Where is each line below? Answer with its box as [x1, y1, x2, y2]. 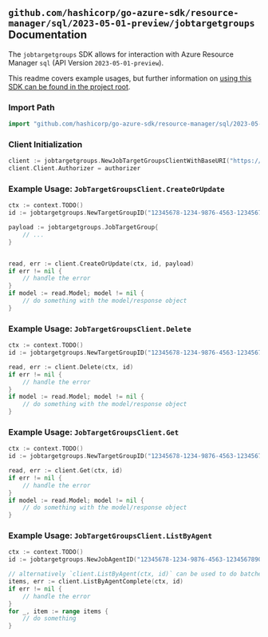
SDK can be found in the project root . [8, 82, 131, 91]
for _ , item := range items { [8, 607, 109, 615]
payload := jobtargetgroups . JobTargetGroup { [8, 224, 159, 232]
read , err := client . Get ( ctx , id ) [8, 467, 124, 475]
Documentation [8, 28, 88, 42]
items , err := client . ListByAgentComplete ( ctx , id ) [8, 578, 183, 586]
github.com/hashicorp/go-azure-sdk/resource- [8, 7, 239, 19]
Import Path [8, 102, 55, 113]
